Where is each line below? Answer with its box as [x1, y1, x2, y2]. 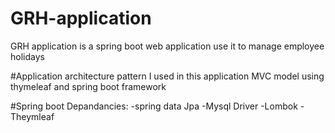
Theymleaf [10, 110, 55, 122]
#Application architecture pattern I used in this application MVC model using [10, 70, 325, 82]
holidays [10, 50, 45, 62]
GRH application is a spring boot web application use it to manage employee [10, 40, 325, 52]
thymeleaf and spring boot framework [10, 80, 167, 92]
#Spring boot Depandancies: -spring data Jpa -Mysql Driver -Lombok [10, 100, 298, 112]
